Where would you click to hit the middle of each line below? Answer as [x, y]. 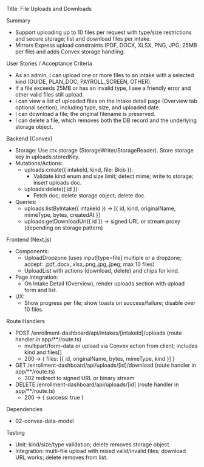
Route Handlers [26, 321]
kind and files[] [43, 352]
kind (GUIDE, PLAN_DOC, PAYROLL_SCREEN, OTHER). [83, 82]
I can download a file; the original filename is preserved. [85, 114]
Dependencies [25, 409]
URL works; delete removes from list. [61, 457]
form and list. [41, 290]
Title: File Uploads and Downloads [49, 9]
